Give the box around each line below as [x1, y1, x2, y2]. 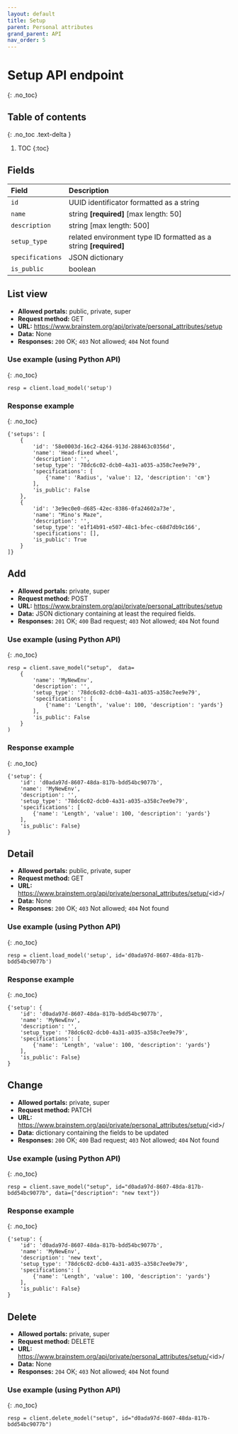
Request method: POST [17, 594, 89, 603]
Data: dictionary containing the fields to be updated [17, 1128, 169, 1137]
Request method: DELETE [17, 1338, 95, 1346]
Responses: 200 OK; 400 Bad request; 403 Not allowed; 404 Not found [17, 1135, 220, 1144]
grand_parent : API [7, 30, 62, 38]
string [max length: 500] [68, 221, 150, 230]
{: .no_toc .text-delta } [7, 130, 72, 138]
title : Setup [7, 17, 46, 24]
